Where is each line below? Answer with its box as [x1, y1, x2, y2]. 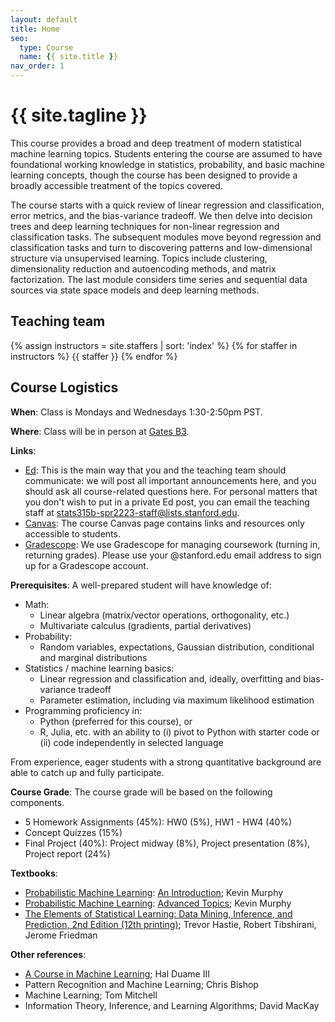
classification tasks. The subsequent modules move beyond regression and [10, 231, 322, 243]
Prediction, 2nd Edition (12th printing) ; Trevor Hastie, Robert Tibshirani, [24, 918, 317, 930]
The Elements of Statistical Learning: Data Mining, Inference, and [24, 907, 293, 920]
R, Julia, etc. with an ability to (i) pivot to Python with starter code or [39, 726, 320, 738]
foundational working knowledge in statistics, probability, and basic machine [10, 158, 326, 170]
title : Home [10, 24, 60, 34]
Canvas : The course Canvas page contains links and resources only [24, 517, 305, 529]
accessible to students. [24, 527, 121, 540]
